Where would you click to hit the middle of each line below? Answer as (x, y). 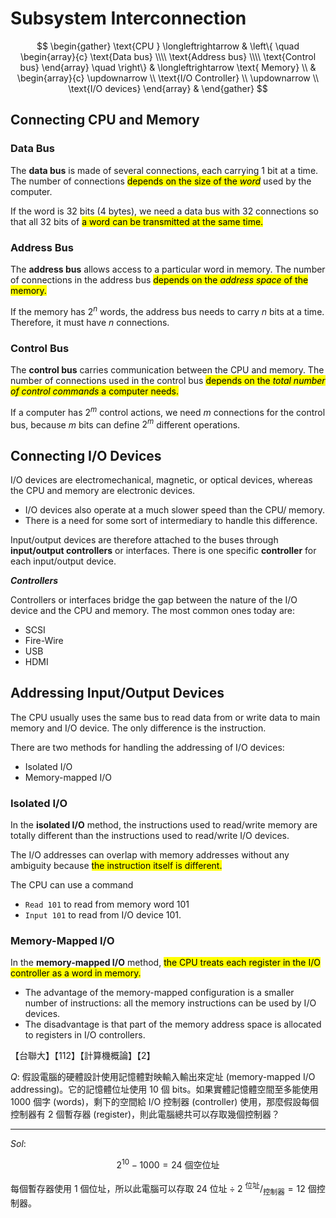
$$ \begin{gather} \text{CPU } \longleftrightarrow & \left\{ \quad (168, 46)
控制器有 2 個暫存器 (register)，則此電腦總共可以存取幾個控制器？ (145, 1114)
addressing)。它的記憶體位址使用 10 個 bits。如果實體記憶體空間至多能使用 (164, 1089)
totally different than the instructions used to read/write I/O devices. (150, 836)
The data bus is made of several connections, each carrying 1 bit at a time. (164, 170)
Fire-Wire (44, 640)
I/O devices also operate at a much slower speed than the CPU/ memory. (174, 510)
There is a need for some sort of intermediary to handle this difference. (171, 520)
